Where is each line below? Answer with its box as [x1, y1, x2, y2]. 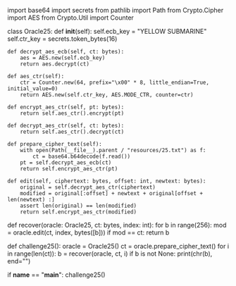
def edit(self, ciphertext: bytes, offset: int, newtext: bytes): [7, 178, 206, 185]
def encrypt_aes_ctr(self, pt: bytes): [7, 104, 125, 111]
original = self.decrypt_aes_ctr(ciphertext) [20, 184, 156, 191]
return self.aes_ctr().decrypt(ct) [20, 128, 125, 135]
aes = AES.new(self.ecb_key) [20, 54, 106, 61]
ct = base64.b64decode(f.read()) [32, 153, 131, 160]
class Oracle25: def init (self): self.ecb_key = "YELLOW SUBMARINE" [7, 27, 207, 35]
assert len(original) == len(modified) [20, 202, 137, 209]
